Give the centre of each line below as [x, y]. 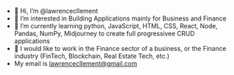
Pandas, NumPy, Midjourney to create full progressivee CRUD [104, 33]
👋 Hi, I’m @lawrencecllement [56, 11]
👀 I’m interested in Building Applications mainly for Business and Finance [120, 18]
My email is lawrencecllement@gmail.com [76, 63]
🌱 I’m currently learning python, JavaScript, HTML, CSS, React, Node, [116, 26]
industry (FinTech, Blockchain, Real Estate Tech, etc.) [92, 56]
